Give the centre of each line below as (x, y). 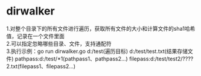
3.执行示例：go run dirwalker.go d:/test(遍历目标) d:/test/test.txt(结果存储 (97, 51)
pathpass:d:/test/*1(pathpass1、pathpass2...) (71, 59)
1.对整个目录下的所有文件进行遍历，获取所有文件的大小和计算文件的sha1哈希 (101, 28)
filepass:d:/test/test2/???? (161, 59)
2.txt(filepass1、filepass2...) (41, 66)
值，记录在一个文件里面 (35, 36)
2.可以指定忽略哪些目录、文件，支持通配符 (59, 43)
